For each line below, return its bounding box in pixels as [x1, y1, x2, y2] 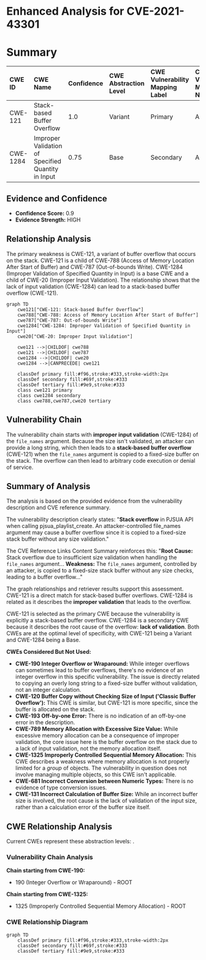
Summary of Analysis [6, 481, 91, 492]
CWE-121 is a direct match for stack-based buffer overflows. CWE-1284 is [6, 592, 193, 599]
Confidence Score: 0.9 [15, 209, 75, 217]
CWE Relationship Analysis [6, 821, 112, 832]
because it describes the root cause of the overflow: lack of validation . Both [6, 623, 200, 630]
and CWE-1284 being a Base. [6, 637, 81, 644]
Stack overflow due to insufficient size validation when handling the [6, 554, 177, 561]
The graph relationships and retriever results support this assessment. [6, 585, 184, 593]
